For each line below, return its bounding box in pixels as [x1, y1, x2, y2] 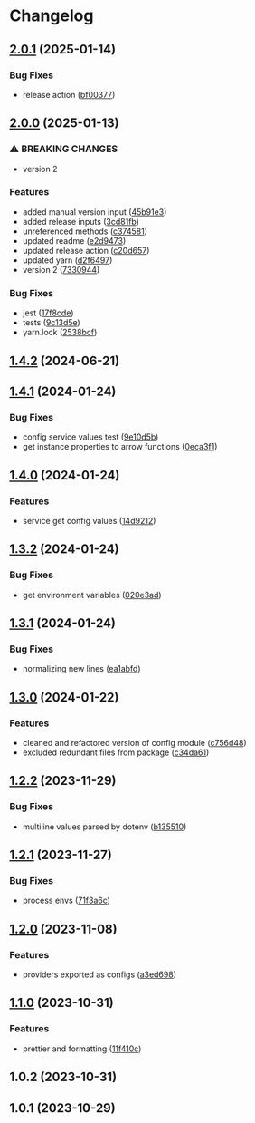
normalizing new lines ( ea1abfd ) [22, 663, 142, 674]
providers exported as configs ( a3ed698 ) [22, 969, 177, 980]
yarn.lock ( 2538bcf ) [22, 327, 98, 338]
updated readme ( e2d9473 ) [22, 235, 127, 246]
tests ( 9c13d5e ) [22, 317, 81, 328]
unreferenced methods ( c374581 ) [22, 226, 147, 237]
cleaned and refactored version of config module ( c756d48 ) [22, 737, 247, 748]
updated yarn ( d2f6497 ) [22, 255, 113, 266]
